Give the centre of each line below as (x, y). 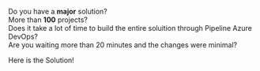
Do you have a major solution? (58, 11)
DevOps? (23, 36)
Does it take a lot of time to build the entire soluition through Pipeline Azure (130, 28)
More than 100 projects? (48, 20)
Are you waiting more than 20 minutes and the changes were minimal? (123, 45)
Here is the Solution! (41, 60)
